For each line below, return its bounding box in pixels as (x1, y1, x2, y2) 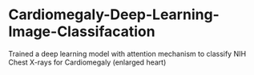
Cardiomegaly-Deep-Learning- (8, 6, 220, 24)
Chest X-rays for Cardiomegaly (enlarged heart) (8, 57, 167, 67)
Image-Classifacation (8, 22, 155, 41)
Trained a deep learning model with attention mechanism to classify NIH (8, 49, 247, 58)
